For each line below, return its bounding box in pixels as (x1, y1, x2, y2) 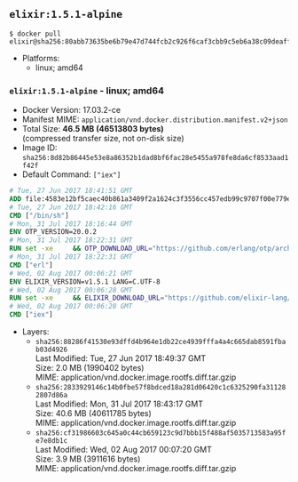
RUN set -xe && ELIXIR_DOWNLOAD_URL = (9, 293, 165, 302)
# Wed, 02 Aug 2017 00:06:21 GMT (9, 269, 133, 277)
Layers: (21, 326, 50, 337)
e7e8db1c (35, 437, 68, 446)
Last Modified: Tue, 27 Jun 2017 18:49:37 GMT (35, 353, 207, 364)
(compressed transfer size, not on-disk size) (21, 133, 184, 144)
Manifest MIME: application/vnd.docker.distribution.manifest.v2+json (21, 114, 288, 125)
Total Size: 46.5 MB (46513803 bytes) (21, 124, 164, 134)
